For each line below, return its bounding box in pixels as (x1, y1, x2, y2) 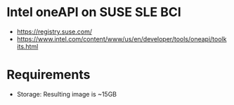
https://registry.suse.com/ (16, 27, 93, 36)
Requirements (6, 67, 91, 83)
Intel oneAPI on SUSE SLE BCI (6, 4, 181, 20)
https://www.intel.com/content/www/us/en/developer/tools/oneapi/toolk (16, 34, 227, 43)
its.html (16, 42, 39, 50)
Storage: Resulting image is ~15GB (16, 90, 117, 98)
